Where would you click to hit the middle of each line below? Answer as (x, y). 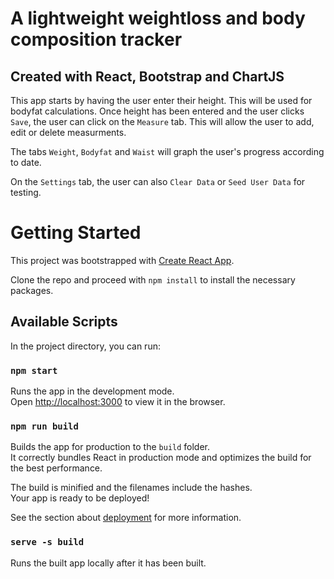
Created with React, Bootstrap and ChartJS (147, 76)
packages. (32, 290)
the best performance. (56, 468)
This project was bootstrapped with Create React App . (122, 260)
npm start (34, 370)
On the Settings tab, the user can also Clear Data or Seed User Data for (158, 181)
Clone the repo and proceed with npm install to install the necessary (153, 279)
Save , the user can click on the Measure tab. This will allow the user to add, (162, 121)
